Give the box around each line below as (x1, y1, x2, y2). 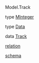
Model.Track (5, 4, 31, 10)
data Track (5, 33, 27, 39)
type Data (5, 23, 25, 29)
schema (5, 52, 21, 58)
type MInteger (5, 14, 34, 19)
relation (5, 43, 21, 49)
